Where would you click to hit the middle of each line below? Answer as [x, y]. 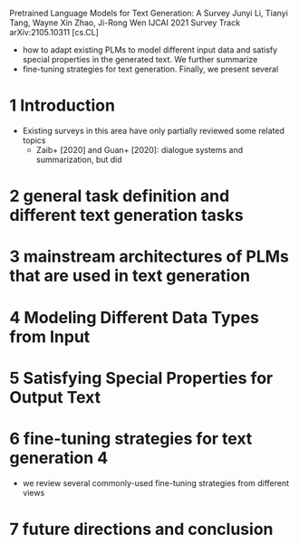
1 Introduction [63, 105]
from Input [50, 336]
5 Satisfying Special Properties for [141, 378]
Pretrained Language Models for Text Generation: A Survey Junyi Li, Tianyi [149, 13]
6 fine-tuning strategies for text [131, 439]
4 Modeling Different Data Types [135, 317]
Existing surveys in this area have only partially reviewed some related [154, 130]
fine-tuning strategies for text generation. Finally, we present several [150, 69]
